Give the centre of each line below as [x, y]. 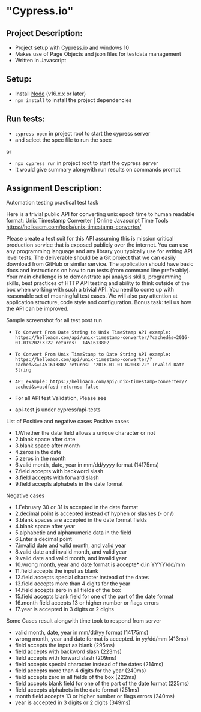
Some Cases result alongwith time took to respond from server [84, 621]
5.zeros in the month [40, 459]
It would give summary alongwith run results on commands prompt [98, 169]
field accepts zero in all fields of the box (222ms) [76, 677]
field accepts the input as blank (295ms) [65, 645]
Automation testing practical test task [52, 203]
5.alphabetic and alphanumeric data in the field [73, 533]
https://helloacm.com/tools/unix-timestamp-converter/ [74, 227]
